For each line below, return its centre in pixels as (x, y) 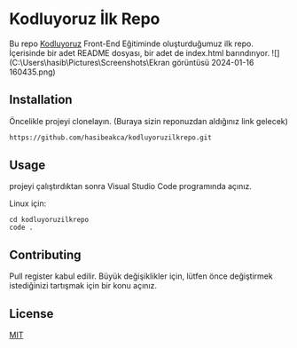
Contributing (45, 254)
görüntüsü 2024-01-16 (213, 62)
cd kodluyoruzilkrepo (49, 220)
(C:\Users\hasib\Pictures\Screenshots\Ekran (90, 62)
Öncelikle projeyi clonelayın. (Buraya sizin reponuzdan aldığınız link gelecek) (148, 121)
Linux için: (28, 203)
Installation (41, 100)
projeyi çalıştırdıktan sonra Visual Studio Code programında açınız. (131, 186)
